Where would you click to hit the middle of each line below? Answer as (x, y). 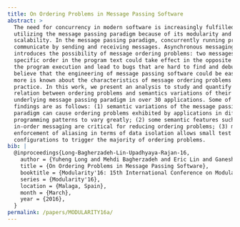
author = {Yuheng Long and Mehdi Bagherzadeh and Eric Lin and (116, 160)
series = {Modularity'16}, (60, 179)
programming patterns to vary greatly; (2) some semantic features (116, 120)
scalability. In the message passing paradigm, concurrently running (119, 41)
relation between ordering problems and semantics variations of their (123, 93)
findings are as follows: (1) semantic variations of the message (115, 107)
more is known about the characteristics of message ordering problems (123, 80)
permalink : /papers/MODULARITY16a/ (60, 213)
